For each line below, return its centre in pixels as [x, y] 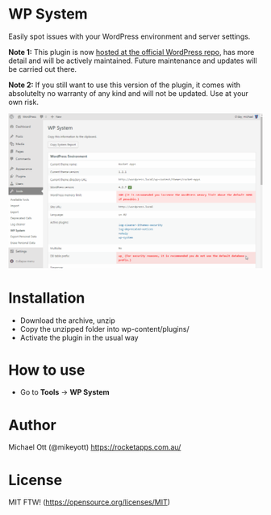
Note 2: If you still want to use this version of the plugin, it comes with [124, 85]
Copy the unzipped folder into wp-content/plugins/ [104, 329]
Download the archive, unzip [67, 320]
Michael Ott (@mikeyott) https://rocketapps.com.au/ [95, 447]
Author [32, 425]
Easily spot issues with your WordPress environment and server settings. [129, 36]
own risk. [23, 102]
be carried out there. [43, 69]
